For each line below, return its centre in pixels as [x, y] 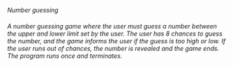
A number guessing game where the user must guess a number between [112, 26]
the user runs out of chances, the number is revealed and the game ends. [113, 48]
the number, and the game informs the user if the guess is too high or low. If [116, 40]
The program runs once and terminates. [65, 56]
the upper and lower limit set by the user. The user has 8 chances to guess [115, 33]
